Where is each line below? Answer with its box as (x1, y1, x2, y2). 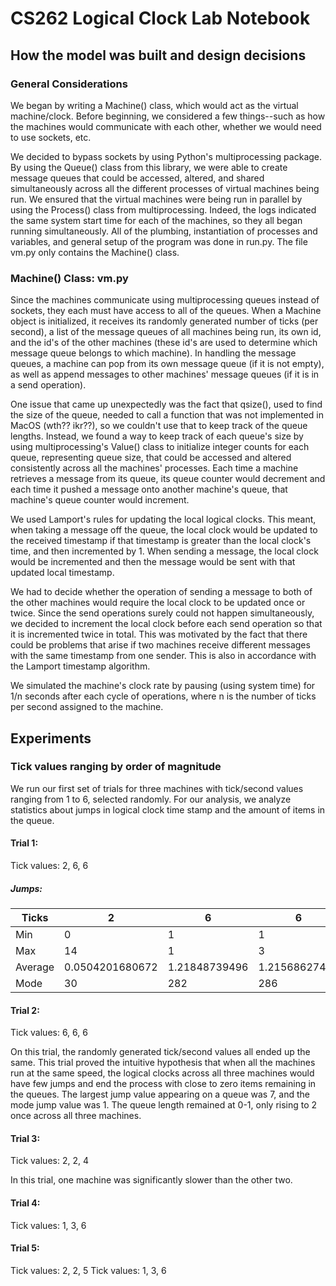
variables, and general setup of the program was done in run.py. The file (10, 235, 308, 247)
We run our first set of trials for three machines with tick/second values (10, 782, 304, 794)
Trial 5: (10, 1242, 40, 1254)
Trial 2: (10, 1004, 40, 1016)
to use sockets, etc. (10, 131, 92, 143)
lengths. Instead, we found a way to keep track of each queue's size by (10, 430, 304, 442)
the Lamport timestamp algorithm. (10, 660, 151, 672)
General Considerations (10, 77, 128, 91)
